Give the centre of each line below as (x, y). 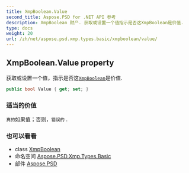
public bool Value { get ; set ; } (47, 89)
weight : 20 (20, 34)
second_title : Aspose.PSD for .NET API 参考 (61, 17)
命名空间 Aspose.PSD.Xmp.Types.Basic (63, 156)
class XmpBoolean (37, 149)
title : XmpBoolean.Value (37, 12)
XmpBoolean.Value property (60, 63)
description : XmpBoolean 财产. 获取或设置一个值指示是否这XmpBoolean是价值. (95, 22)
